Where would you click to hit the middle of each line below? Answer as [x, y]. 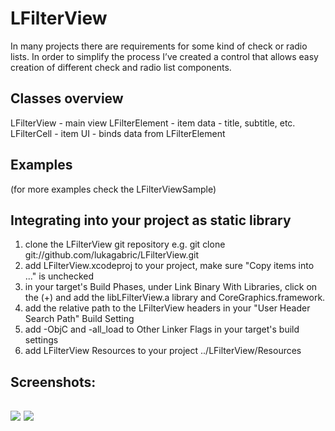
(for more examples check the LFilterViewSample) [113, 189]
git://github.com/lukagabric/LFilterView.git [111, 255]
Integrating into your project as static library [151, 220]
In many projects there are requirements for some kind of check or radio [159, 46]
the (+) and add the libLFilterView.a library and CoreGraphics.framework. [175, 298]
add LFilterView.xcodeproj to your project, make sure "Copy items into [169, 266]
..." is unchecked [59, 276]
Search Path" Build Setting [79, 319]
